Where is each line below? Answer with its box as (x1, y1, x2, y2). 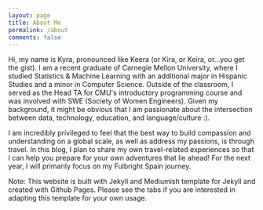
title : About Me (8, 19, 61, 27)
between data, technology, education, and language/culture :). (8, 113, 210, 122)
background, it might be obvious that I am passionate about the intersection (8, 105, 253, 114)
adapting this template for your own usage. (8, 194, 148, 203)
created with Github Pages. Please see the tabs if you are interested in (8, 185, 236, 194)
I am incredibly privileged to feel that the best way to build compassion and (8, 129, 251, 138)
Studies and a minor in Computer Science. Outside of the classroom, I (8, 80, 234, 89)
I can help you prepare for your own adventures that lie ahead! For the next (8, 154, 251, 163)
